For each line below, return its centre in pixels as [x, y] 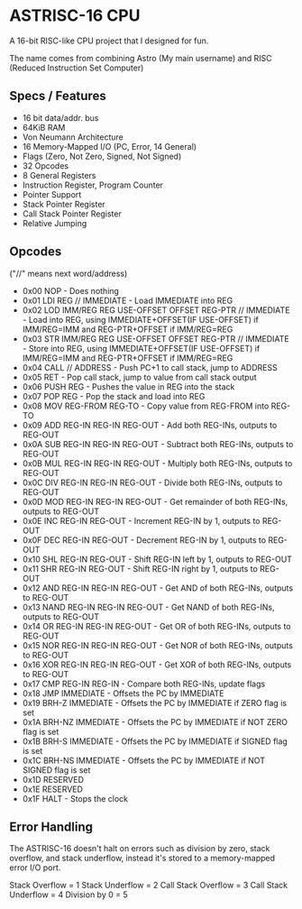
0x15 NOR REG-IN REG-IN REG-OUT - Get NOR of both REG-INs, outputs [157, 645]
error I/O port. [35, 868]
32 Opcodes [46, 165]
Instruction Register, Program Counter [93, 185]
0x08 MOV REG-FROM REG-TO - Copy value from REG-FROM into [146, 406]
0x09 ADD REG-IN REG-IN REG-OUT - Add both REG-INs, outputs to [150, 425]
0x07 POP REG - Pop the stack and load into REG [114, 396]
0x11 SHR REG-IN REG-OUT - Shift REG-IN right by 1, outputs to [140, 568]
